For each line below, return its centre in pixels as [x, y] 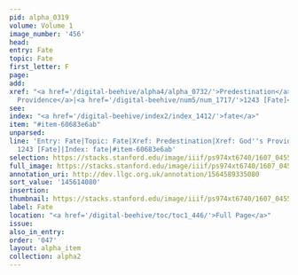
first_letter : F [39, 67]
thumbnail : [29, 199]
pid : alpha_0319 [39, 17]
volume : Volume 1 [41, 26]
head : [19, 42]
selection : [29, 157]
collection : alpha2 [45, 257]
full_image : [31, 166]
